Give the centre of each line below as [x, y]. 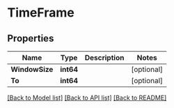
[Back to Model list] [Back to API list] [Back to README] [87, 98]
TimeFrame [41, 13]
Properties [31, 38]
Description [104, 58]
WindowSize [32, 69]
